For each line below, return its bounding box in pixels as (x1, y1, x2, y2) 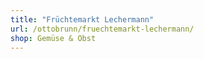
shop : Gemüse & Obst (10, 33, 97, 43)
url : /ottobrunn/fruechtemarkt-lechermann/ (10, 24, 195, 34)
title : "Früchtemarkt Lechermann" (10, 14, 155, 25)
